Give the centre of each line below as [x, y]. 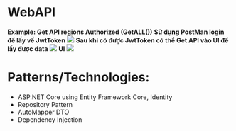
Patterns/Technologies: [79, 78]
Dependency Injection [50, 119]
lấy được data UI [36, 49]
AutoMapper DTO [43, 112]
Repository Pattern [45, 104]
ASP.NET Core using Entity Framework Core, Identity [95, 97]
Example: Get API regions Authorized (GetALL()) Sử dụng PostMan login [116, 32]
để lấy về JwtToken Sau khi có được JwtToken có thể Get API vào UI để [118, 40]
